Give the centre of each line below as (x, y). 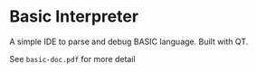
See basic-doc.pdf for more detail (72, 59)
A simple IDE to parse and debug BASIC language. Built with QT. (129, 41)
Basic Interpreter (74, 17)
